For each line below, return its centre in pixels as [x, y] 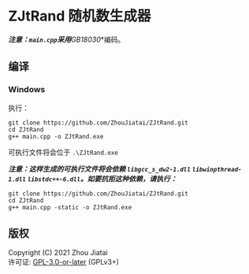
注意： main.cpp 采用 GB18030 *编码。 [67, 39]
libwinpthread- [217, 169]
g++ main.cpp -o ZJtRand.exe [56, 136]
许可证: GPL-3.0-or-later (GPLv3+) [64, 262]
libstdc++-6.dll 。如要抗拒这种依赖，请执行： [102, 179]
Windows [27, 90]
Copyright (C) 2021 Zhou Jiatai [58, 253]
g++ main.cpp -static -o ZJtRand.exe [70, 207]
